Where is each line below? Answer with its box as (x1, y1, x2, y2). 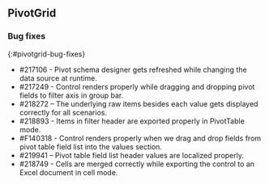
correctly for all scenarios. (19, 107, 107, 117)
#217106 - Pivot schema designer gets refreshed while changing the (19, 65, 248, 74)
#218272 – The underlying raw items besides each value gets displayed (19, 98, 258, 108)
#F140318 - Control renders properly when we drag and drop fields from (19, 133, 262, 143)
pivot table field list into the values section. (19, 141, 163, 152)
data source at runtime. (19, 73, 98, 83)
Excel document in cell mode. (19, 167, 118, 177)
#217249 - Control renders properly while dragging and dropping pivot (19, 82, 255, 91)
